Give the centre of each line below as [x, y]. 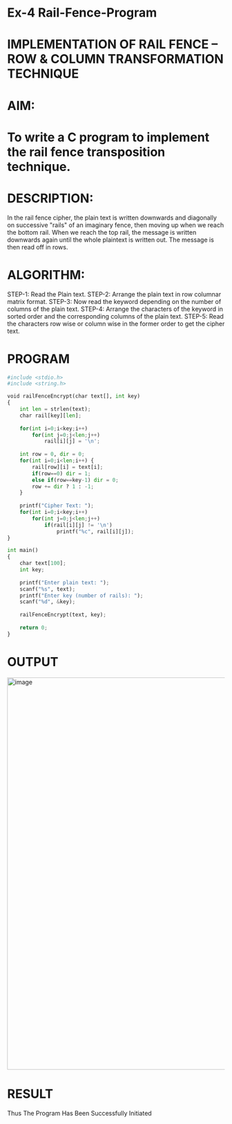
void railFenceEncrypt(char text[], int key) [74, 396]
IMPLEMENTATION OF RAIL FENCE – [113, 45]
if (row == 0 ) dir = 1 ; [61, 473]
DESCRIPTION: [50, 198]
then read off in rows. [38, 247]
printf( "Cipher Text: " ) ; [57, 506]
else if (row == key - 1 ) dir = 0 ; [75, 480]
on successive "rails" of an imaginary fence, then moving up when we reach [116, 225]
